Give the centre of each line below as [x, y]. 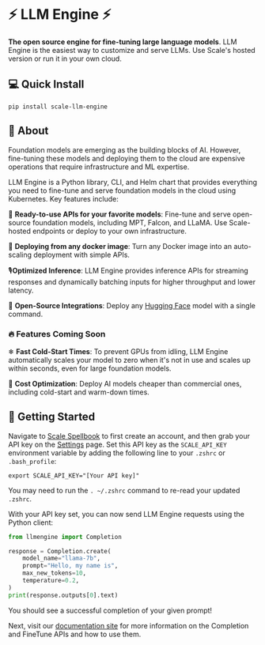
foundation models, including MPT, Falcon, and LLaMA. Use [130, 222]
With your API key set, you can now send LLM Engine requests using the [127, 514]
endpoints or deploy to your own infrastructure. [110, 231]
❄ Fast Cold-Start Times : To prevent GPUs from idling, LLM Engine [118, 351]
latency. [21, 290]
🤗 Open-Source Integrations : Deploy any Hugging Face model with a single [132, 305]
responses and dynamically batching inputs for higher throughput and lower [132, 281]
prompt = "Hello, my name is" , [70, 566]
